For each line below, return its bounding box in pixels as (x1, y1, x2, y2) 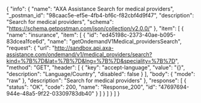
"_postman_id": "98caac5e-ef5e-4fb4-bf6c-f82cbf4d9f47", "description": (6, 12, 194, 19)
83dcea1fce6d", (6, 38, 46, 45)
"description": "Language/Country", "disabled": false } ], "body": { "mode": (6, 71, 195, 77)
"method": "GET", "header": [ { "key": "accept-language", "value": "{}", (6, 64, 185, 71)
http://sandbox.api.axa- (54, 44, 115, 51)
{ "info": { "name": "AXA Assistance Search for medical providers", (6, 6, 175, 12)
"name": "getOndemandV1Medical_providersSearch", (47, 38, 182, 45)
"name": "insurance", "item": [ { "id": (6, 31, 99, 39)
